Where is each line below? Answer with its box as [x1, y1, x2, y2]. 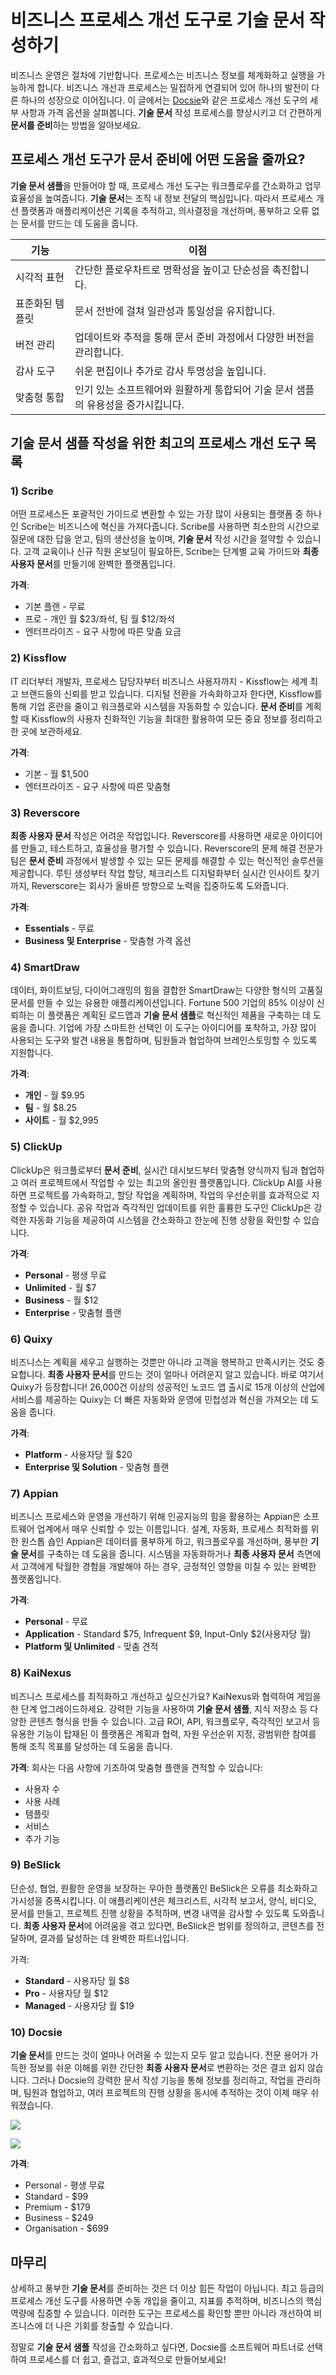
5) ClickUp [10, 1140, 63, 1154]
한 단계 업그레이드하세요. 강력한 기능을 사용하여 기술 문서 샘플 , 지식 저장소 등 [10, 1702, 308, 1715]
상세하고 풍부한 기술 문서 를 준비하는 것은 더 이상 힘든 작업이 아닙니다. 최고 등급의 [10, 2282, 325, 2294]
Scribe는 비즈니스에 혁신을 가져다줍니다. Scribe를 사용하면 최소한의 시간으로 [20, 521, 320, 533]
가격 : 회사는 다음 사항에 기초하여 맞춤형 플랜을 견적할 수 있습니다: [10, 1761, 264, 1773]
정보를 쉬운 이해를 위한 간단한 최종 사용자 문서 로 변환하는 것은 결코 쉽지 [28, 2062, 306, 2074]
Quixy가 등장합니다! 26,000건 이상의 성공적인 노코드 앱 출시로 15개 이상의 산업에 [10, 1381, 325, 1393]
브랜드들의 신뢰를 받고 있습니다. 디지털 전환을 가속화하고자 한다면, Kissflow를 [20, 687, 323, 700]
